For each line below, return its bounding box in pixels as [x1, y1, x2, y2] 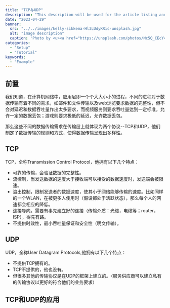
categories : [5, 41, 30, 46]
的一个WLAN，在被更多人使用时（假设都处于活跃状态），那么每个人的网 [12, 195, 161, 201]
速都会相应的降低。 [12, 201, 53, 207]
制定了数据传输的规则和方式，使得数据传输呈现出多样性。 [5, 130, 125, 136]
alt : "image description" [10, 31, 65, 36]
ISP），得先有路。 [12, 214, 49, 220]
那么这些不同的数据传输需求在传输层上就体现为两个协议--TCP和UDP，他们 [5, 124, 161, 130]
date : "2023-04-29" [5, 17, 47, 22]
